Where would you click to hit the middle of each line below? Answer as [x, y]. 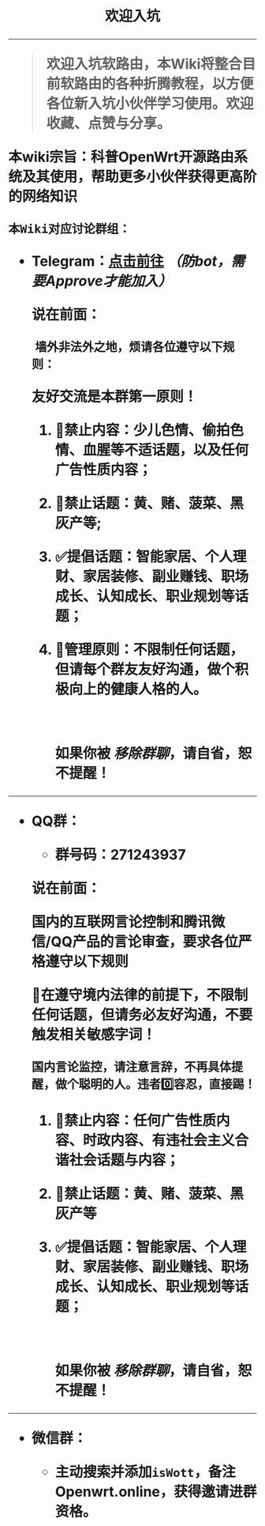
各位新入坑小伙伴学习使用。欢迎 [150, 104]
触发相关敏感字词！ [93, 1035]
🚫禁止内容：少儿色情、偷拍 [142, 431]
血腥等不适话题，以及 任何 [166, 450]
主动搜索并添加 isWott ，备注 [146, 1472]
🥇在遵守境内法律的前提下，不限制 [140, 995]
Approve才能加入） [109, 281]
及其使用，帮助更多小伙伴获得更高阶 [140, 177]
